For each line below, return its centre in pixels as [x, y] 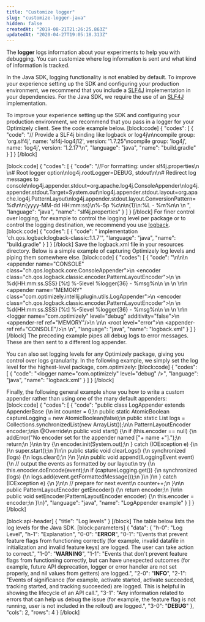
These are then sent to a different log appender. [67, 342]
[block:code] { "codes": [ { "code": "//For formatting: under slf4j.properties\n [103, 166]
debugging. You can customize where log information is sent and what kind [102, 59]
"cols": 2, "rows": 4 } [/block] [43, 612]
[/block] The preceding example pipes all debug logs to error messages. [97, 336]
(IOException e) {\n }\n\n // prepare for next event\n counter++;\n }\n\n [95, 483]
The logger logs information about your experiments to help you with [93, 52]
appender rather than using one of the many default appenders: [87, 399]
